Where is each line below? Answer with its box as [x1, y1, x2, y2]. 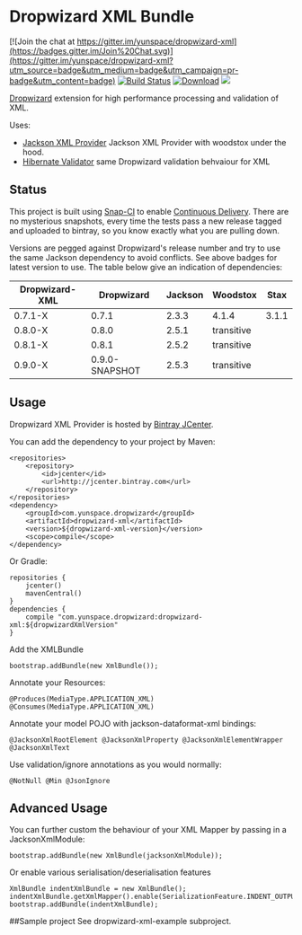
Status [9, 182, 48, 198]
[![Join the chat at [9, 36, 75, 47]
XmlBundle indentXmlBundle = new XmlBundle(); [9, 885, 187, 894]
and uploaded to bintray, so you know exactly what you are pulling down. [9, 225, 280, 235]
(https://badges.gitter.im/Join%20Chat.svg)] [9, 45, 173, 56]
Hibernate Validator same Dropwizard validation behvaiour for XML [22, 155, 271, 167]
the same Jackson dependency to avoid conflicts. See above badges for [9, 251, 278, 262]
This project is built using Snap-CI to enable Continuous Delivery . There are [9, 206, 289, 216]
